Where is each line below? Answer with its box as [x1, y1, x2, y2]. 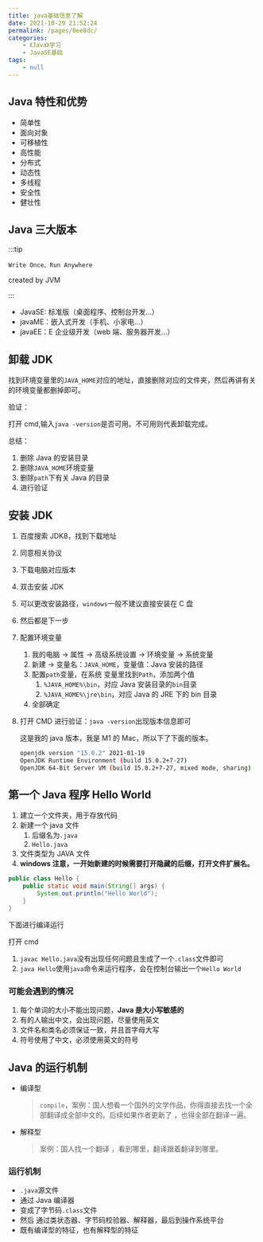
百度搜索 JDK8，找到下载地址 [19, 531, 117, 540]
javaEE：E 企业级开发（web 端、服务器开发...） [19, 327, 175, 337]
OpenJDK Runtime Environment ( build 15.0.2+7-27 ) [19, 756, 188, 765]
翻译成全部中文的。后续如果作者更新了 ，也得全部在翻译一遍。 [46, 1110, 251, 1119]
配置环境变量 [19, 633, 62, 642]
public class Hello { [8, 875, 80, 883]
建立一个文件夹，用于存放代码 [19, 810, 118, 821]
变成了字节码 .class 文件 [19, 1205, 98, 1215]
